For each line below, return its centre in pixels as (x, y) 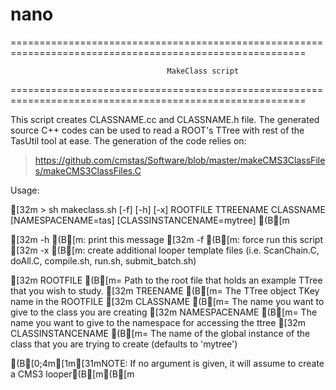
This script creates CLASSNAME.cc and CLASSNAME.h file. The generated (165, 119)
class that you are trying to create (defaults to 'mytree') (124, 344)
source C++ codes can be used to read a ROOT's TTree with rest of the (157, 130)
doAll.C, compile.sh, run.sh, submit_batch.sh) (103, 260)
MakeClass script (203, 71)
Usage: (25, 190)
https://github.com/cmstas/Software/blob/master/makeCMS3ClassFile (180, 160)
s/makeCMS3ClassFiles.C (88, 170)
